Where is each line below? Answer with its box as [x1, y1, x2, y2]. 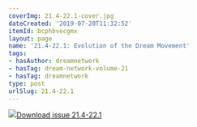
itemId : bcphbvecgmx [8, 27, 79, 35]
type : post [8, 79, 45, 87]
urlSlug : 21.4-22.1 [8, 87, 75, 95]
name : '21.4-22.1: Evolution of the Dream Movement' [8, 42, 191, 50]
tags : [8, 49, 27, 57]
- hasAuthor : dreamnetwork [8, 57, 100, 66]
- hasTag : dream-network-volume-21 [8, 65, 129, 73]
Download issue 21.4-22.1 [16, 110, 102, 120]
